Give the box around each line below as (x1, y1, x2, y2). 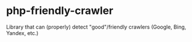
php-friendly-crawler (6, 4, 114, 17)
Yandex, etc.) (6, 29, 39, 36)
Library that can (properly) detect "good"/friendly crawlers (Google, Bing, (6, 23, 187, 30)
